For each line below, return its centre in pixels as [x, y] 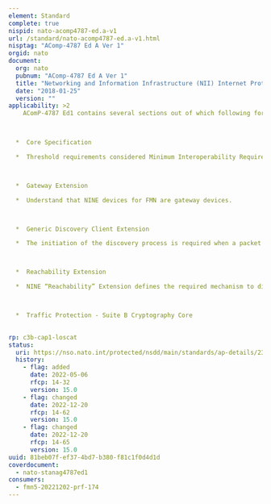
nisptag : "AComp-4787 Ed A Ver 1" [67, 46]
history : [30, 360]
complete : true [34, 23]
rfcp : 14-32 [50, 382]
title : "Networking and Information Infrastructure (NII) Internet [131, 83]
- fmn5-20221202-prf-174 [57, 487]
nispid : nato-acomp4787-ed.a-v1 [63, 31]
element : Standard [39, 16]
